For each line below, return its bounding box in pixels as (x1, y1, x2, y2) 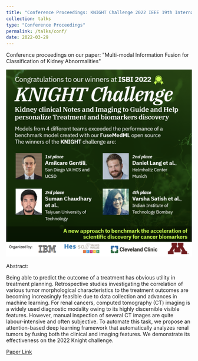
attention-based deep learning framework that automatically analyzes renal (6, 324, 189, 331)
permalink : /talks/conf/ (6, 28, 67, 34)
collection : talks (6, 15, 51, 22)
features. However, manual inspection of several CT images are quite (6, 312, 174, 319)
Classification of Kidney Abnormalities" (6, 58, 101, 65)
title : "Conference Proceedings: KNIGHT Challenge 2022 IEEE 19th (6, 9, 173, 15)
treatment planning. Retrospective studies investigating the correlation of (6, 281, 183, 288)
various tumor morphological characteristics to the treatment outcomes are (6, 287, 189, 294)
